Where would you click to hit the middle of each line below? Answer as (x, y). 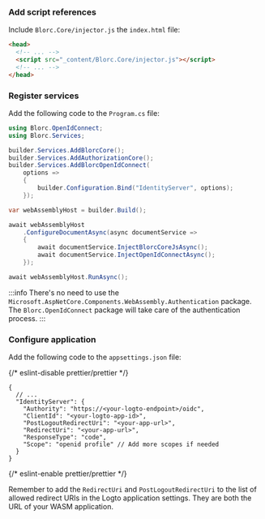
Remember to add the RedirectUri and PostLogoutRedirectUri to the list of (132, 490)
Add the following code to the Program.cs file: (84, 113)
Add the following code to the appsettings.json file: (95, 357)
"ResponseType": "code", (65, 438)
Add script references (53, 12)
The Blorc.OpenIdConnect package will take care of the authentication (124, 310)
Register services (44, 96)
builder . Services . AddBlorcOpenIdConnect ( (79, 165)
